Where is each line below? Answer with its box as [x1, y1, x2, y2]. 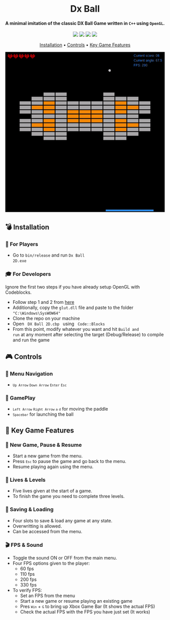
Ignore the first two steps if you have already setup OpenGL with [5, 284, 140, 290]
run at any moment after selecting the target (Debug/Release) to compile [12, 331, 164, 338]
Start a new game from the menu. [12, 453, 83, 459]
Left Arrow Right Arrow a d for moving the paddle [12, 406, 108, 412]
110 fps [20, 571, 35, 577]
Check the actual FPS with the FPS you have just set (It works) [20, 608, 150, 615]
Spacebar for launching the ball [12, 411, 74, 417]
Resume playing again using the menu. [12, 463, 94, 470]
